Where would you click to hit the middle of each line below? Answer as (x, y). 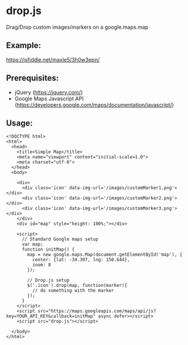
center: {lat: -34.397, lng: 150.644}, (81, 260)
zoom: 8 (41, 265)
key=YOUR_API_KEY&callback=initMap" (51, 316)
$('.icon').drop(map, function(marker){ (77, 286)
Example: (23, 45)
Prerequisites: (32, 78)
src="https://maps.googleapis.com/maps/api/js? (97, 311)
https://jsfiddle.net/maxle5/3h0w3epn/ (53, 59)
